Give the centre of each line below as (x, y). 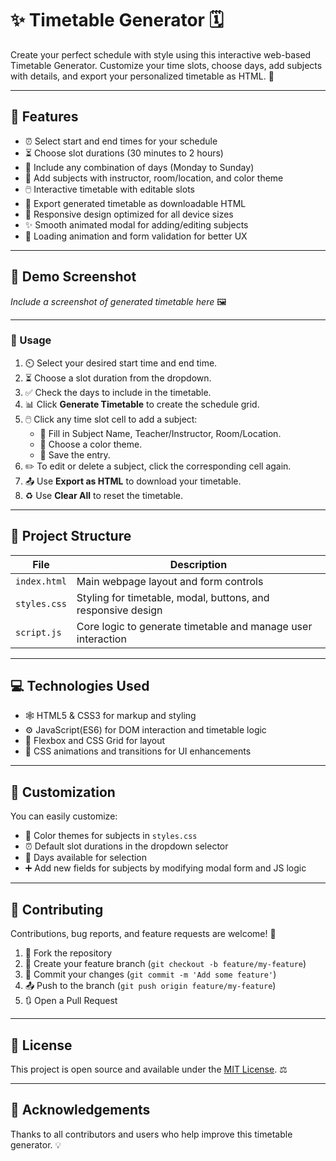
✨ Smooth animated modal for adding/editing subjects (136, 224)
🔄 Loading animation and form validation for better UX (136, 236)
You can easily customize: (64, 816)
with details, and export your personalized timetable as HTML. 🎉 (142, 76)
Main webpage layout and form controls (170, 581)
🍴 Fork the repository (68, 953)
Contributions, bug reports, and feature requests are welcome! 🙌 (143, 934)
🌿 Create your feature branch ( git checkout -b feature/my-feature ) (165, 964)
